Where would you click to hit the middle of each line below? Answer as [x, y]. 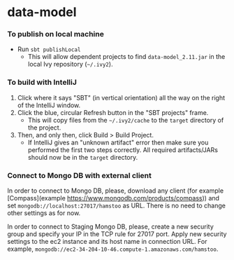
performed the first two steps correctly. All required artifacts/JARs [123, 150]
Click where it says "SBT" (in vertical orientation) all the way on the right [121, 97]
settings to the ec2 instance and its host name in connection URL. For [107, 242]
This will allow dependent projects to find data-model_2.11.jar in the [126, 57]
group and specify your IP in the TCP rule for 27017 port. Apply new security [117, 234]
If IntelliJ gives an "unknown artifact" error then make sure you [118, 142]
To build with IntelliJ [42, 83]
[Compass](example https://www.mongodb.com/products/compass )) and [114, 198]
